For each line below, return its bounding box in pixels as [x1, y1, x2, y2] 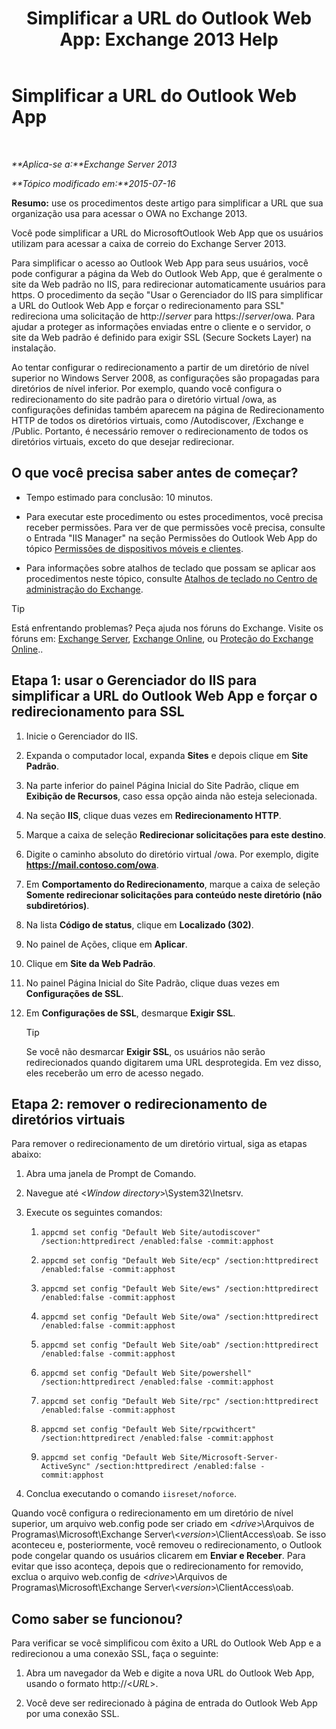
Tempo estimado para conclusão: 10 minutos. [25, 491, 214, 503]
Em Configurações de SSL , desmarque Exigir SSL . [25, 1007, 236, 1019]
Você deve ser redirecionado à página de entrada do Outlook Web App [25, 1697, 318, 1709]
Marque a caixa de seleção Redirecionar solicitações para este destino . [25, 828, 327, 841]
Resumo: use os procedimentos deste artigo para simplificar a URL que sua [11, 197, 324, 209]
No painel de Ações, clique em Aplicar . [25, 938, 188, 950]
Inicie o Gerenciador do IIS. [25, 730, 138, 742]
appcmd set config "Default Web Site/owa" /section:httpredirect [40, 1312, 319, 1322]
